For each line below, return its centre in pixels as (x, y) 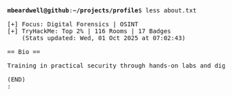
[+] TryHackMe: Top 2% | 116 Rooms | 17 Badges (89, 31)
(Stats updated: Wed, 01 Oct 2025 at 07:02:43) (104, 38)
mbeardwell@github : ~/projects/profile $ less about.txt (102, 10)
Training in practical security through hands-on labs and (109, 66)
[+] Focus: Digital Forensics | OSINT (73, 24)
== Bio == (23, 52)
